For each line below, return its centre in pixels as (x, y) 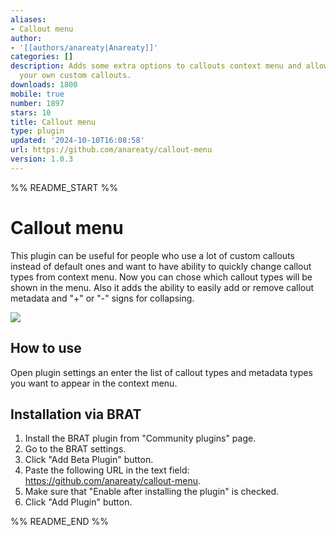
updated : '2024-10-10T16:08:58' (77, 141)
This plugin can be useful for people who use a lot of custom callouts (152, 255)
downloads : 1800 (44, 85)
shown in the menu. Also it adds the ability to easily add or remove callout (162, 287)
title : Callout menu (53, 122)
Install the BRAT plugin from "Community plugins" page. (140, 438)
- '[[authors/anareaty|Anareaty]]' (84, 47)
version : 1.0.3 (42, 159)
